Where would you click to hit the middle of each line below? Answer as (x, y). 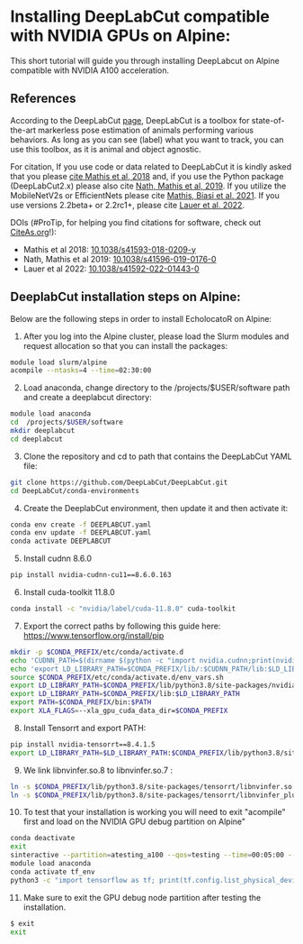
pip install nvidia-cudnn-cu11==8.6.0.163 (91, 575)
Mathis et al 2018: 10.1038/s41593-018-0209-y (110, 249)
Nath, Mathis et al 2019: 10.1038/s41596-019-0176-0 (120, 259)
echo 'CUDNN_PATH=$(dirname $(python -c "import (103, 660)
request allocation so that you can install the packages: (125, 345)
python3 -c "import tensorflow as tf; (83, 880)
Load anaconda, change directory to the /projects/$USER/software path (156, 388)
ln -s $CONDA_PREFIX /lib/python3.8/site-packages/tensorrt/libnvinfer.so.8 (155, 786)
